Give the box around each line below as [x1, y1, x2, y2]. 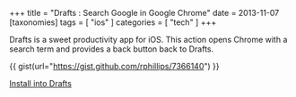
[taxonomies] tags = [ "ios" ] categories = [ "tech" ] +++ [9, 17, 217, 28]
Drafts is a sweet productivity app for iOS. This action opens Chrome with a [9, 35, 288, 44]
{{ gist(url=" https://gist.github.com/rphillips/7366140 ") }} [9, 61, 220, 71]
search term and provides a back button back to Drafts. [9, 44, 214, 54]
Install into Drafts [9, 78, 72, 88]
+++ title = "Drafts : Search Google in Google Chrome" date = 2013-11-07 [9, 8, 280, 18]
